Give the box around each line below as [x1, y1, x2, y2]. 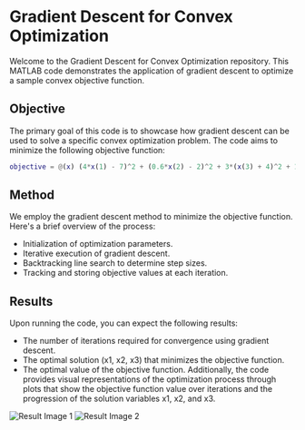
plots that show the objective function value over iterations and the [22, 384, 273, 395]
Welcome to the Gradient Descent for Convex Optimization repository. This [9, 55, 289, 66]
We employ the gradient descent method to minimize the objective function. [9, 211, 293, 222]
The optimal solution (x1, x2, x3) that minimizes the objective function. [22, 355, 285, 366]
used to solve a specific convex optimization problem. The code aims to [9, 134, 279, 146]
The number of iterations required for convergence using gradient [22, 336, 270, 347]
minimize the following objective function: [9, 144, 165, 155]
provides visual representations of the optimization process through [22, 374, 277, 385]
